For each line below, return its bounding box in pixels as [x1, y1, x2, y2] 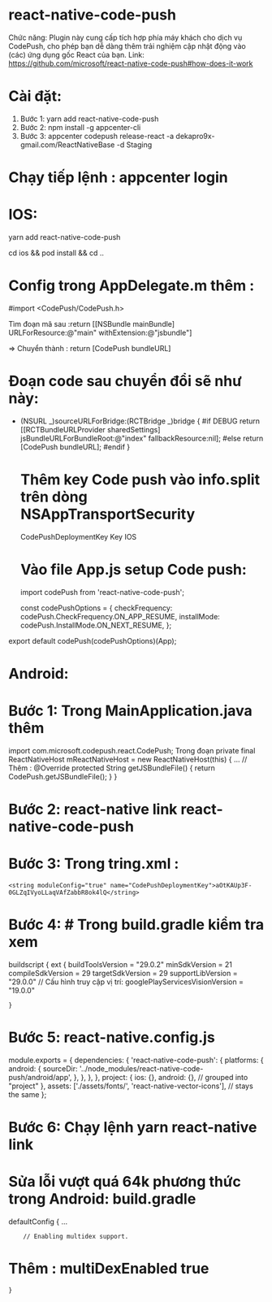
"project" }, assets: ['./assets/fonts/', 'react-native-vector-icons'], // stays [8, 1081, 253, 1091]
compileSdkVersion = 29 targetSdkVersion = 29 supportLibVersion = [8, 968, 238, 978]
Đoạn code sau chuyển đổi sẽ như [8, 372, 242, 391]
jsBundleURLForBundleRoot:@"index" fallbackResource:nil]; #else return [19, 433, 264, 443]
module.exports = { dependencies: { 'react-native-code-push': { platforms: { [8, 1055, 264, 1065]
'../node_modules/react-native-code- [79, 1063, 204, 1074]
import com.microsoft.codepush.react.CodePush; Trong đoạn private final [8, 745, 256, 755]
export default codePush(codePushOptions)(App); [8, 636, 177, 645]
